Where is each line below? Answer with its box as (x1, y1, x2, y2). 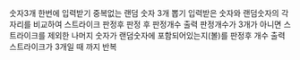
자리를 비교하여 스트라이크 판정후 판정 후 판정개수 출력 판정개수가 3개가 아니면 (9, 19, 282, 30)
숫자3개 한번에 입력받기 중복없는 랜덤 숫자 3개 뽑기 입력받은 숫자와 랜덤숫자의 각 (9, 8, 289, 18)
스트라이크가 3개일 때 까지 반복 (9, 41, 117, 52)
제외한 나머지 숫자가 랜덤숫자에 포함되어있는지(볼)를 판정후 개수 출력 (47, 30, 286, 40)
